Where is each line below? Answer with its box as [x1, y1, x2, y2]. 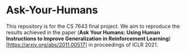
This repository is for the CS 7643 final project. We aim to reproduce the [6, 23, 180, 30]
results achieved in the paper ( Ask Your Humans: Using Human [6, 28, 160, 35]
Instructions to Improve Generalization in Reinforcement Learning [6, 35, 169, 42]
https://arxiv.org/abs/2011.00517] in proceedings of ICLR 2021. [8, 41, 159, 48]
